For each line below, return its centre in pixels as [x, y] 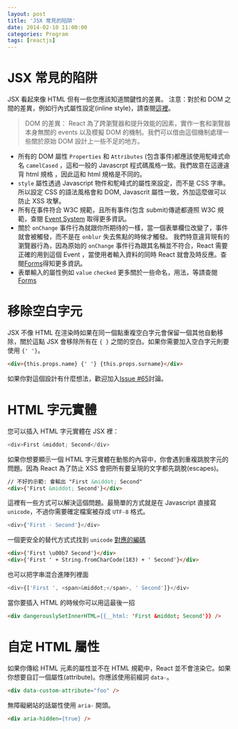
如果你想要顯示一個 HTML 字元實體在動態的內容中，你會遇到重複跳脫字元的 [118, 459]
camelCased [42, 166]
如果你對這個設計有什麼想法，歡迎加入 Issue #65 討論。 [87, 378]
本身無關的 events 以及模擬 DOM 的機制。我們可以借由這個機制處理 [124, 132]
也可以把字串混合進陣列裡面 [48, 575]
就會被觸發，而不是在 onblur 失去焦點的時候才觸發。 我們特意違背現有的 [124, 237]
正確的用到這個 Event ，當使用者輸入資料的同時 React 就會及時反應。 [119, 255]
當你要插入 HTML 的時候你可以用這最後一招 [71, 602]
